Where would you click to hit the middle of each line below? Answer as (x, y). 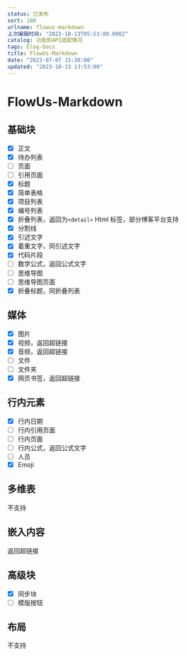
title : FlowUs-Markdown (43, 54)
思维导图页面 (36, 282)
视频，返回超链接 (43, 342)
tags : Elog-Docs (31, 47)
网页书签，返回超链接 (49, 378)
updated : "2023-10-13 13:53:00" (55, 67)
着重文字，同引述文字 (49, 246)
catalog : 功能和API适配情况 (45, 40)
